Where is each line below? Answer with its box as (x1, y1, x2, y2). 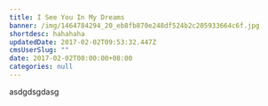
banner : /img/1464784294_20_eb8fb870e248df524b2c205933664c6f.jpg (9, 21, 260, 30)
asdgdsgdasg (9, 86, 59, 97)
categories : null (9, 63, 74, 72)
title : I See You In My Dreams (9, 12, 125, 22)
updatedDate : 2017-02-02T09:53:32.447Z (9, 37, 157, 47)
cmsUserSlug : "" (9, 46, 69, 55)
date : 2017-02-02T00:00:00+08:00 (9, 54, 133, 63)
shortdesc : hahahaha (9, 29, 86, 38)
